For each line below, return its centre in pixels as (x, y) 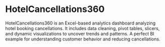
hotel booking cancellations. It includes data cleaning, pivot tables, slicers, (82, 28)
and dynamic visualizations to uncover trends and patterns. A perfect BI (80, 33)
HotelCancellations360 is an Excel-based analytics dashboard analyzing (80, 23)
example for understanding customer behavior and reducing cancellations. (83, 39)
